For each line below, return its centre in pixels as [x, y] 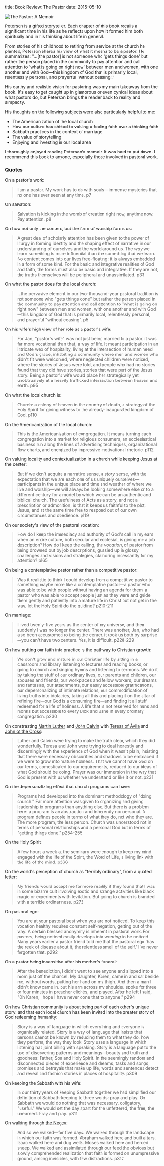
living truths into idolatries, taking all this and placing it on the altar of [86, 696]
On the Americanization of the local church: [49, 425]
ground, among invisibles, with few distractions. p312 [71, 1159]
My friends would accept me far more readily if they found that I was [86, 887]
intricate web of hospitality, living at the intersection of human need [85, 349]
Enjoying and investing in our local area [51, 142]
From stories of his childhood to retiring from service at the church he [75, 46]
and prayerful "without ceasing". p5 [53, 320]
